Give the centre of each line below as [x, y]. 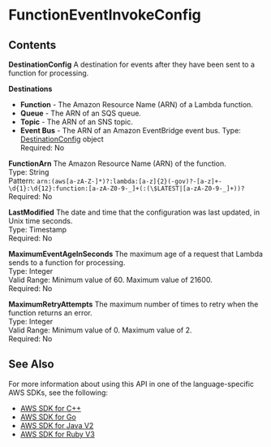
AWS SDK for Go [48, 417]
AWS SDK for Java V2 [57, 425]
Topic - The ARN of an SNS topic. [77, 122]
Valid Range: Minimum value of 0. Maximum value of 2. [100, 330]
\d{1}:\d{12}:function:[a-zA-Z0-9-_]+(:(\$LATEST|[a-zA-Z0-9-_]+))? [127, 189]
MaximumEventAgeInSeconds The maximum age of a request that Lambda [136, 254]
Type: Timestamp [38, 230]
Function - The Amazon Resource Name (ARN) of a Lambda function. [137, 104]
